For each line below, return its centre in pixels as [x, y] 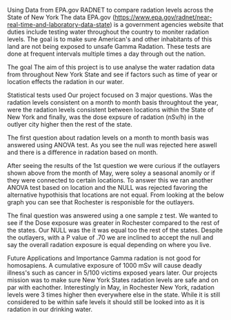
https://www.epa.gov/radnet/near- [163, 17]
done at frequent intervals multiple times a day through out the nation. [107, 54]
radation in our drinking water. [50, 309]
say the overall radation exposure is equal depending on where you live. [109, 245]
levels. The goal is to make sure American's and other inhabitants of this [110, 39]
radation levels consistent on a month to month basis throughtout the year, [113, 102]
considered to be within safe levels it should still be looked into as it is [106, 302]
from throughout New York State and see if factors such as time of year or [112, 74]
